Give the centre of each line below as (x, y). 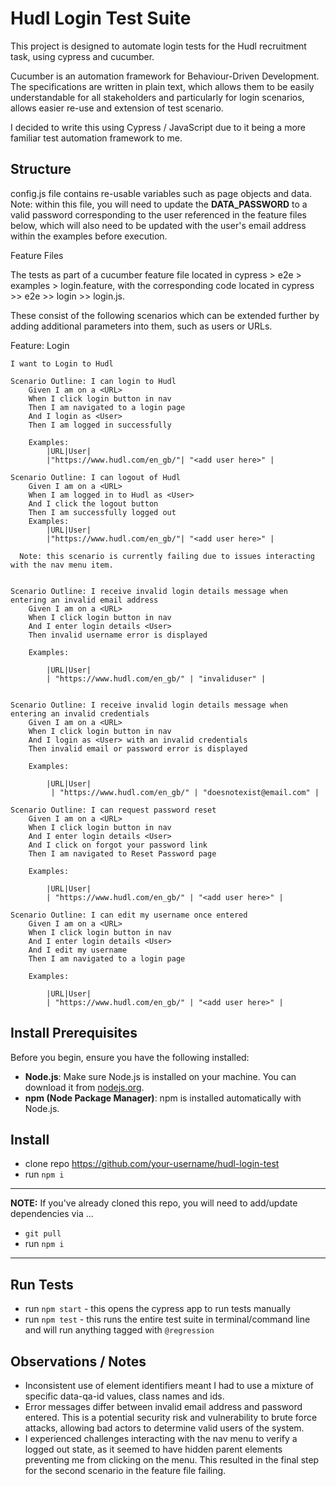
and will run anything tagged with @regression (119, 1330)
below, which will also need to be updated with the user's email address (158, 225)
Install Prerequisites (74, 1033)
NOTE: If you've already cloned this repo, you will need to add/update (154, 1203)
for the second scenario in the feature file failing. (125, 1470)
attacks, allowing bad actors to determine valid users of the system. (164, 1428)
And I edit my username (78, 950)
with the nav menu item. (62, 565)
